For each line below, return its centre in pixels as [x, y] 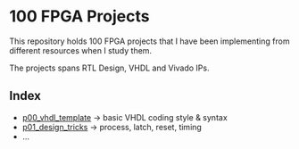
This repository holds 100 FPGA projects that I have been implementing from [149, 41]
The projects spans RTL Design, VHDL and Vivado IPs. [109, 68]
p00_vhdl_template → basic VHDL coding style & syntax [125, 117]
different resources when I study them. [81, 50]
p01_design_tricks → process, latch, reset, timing [112, 127]
